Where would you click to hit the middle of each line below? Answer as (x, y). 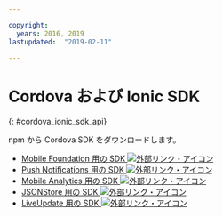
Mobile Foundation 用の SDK (73, 159)
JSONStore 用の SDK (60, 192)
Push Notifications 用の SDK (73, 170)
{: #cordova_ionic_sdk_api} (58, 122)
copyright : (28, 25)
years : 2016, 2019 (51, 33)
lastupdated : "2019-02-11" (60, 42)
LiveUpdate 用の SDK (60, 203)
